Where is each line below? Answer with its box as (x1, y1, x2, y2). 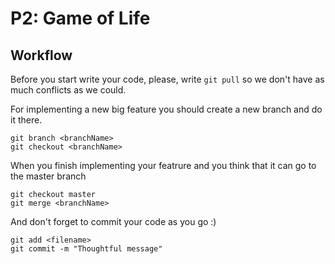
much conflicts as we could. (10, 84, 127, 96)
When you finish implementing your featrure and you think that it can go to (10, 160, 317, 171)
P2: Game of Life (10, 7, 151, 30)
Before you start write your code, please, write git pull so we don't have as (10, 73, 325, 85)
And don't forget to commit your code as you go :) (10, 216, 217, 227)
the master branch (10, 170, 87, 182)
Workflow (10, 47, 73, 64)
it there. (10, 114, 43, 126)
